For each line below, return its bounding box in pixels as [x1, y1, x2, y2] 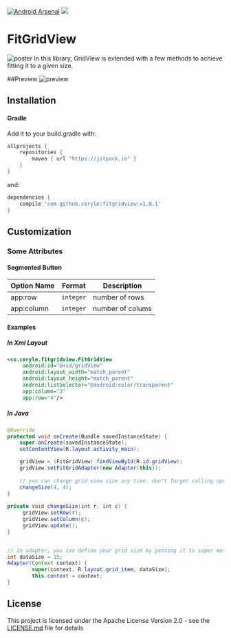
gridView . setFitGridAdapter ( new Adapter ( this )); [19, 465, 162, 471]
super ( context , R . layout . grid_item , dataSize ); [32, 566, 170, 573]
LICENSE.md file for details [7, 624, 84, 632]
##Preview [7, 74, 38, 83]
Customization [7, 226, 72, 237]
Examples [7, 323, 36, 331]
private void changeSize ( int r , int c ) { [7, 503, 128, 510]
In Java [7, 410, 29, 418]
